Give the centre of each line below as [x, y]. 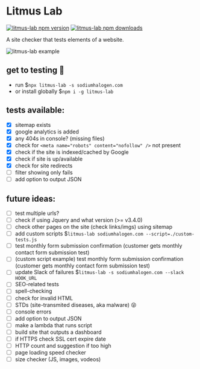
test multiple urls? [37, 213]
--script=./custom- [170, 234]
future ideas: [31, 198]
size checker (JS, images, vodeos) [58, 359]
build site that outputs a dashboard [58, 332]
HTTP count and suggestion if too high [63, 345]
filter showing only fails [44, 172]
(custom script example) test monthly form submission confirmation [99, 259]
